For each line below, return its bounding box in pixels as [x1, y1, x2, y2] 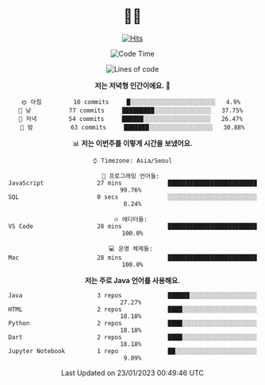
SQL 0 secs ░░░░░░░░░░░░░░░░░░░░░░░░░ [8, 192, 257, 201]
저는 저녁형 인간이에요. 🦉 [94, 80, 171, 90]
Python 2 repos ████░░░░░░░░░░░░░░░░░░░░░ [8, 319, 257, 327]
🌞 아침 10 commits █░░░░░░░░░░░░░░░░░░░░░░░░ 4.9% [21, 98, 241, 106]
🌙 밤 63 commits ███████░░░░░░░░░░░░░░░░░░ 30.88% [20, 123, 245, 131]
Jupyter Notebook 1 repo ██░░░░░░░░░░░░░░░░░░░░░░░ [8, 347, 257, 355]
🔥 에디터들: [113, 215, 148, 224]
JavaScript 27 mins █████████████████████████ [8, 179, 257, 187]
